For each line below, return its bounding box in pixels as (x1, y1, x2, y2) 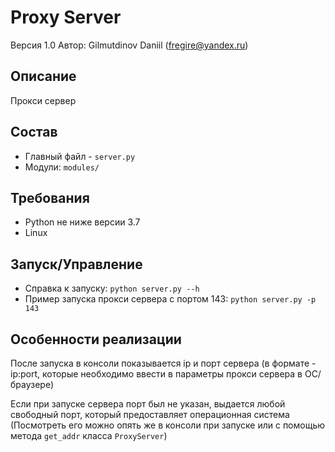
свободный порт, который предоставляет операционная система (10, 409, 290, 420)
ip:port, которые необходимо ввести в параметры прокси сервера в (10, 368, 303, 380)
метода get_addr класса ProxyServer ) (10, 430, 168, 441)
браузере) (10, 379, 55, 390)
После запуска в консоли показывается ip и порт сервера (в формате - (10, 357, 317, 369)
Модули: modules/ (24, 161, 100, 173)
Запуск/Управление (10, 256, 143, 273)
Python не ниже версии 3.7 (24, 216, 141, 228)
